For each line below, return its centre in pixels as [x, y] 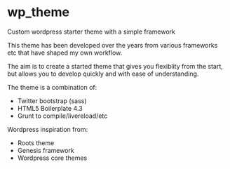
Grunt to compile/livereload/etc [62, 116]
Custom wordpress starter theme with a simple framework [92, 32]
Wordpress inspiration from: [48, 129]
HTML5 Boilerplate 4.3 [50, 108]
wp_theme [39, 12]
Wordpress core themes [52, 158]
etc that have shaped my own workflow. [65, 53]
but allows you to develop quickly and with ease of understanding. [103, 74]
